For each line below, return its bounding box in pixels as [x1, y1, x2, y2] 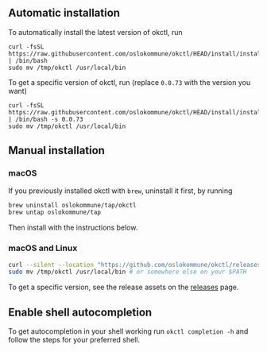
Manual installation [8, 144, 106, 157]
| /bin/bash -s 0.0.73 [8, 115, 83, 123]
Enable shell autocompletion [8, 305, 153, 319]
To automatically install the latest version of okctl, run [8, 27, 183, 37]
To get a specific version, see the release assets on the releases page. [8, 282, 239, 292]
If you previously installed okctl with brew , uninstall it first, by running [8, 186, 233, 195]
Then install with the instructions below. [8, 222, 138, 233]
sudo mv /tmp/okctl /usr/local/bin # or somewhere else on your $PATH [8, 268, 247, 277]
